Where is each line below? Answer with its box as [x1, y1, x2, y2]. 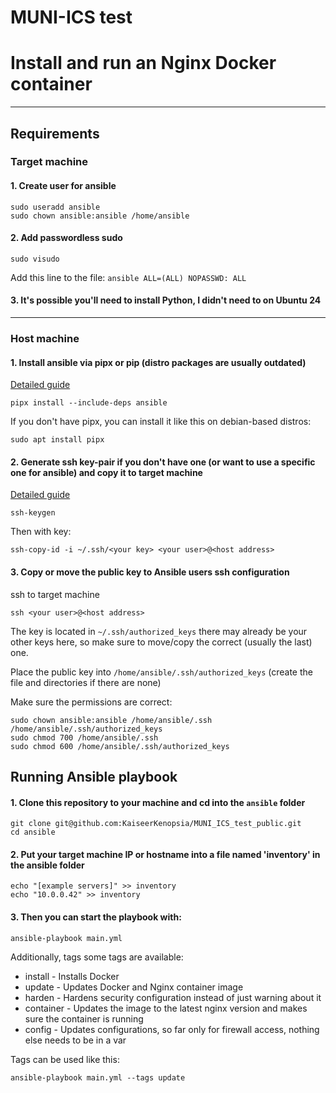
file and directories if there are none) [10, 676, 162, 688]
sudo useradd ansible [10, 202, 101, 212]
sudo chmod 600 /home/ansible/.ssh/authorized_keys [10, 741, 230, 751]
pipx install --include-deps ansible [10, 398, 168, 408]
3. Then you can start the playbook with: [10, 911, 182, 923]
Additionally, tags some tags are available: [10, 951, 184, 963]
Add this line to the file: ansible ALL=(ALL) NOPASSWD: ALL [10, 271, 247, 283]
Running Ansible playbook [10, 768, 178, 785]
